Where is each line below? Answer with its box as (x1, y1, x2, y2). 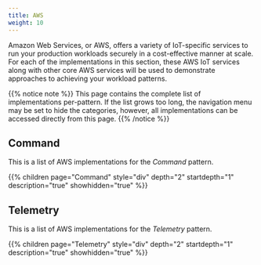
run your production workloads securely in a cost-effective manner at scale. (8, 49, 254, 58)
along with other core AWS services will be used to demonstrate (8, 65, 216, 74)
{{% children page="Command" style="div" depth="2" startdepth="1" (8, 172, 234, 182)
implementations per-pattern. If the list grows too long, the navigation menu (8, 97, 252, 107)
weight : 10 (8, 19, 44, 27)
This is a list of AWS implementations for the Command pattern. (8, 158, 214, 167)
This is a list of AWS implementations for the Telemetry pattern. (8, 224, 212, 234)
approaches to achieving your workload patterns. (8, 74, 167, 83)
